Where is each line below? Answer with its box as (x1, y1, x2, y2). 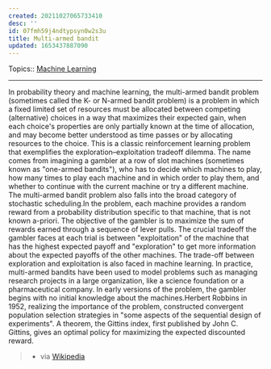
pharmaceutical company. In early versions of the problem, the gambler (8, 284, 247, 295)
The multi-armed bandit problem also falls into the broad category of (8, 191, 237, 200)
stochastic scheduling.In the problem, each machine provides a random (8, 199, 247, 208)
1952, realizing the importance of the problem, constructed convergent (8, 302, 244, 312)
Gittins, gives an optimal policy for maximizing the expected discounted (8, 328, 246, 338)
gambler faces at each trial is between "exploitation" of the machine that (8, 233, 249, 243)
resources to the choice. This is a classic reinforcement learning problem (8, 139, 251, 149)
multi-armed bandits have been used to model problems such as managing (8, 267, 258, 277)
